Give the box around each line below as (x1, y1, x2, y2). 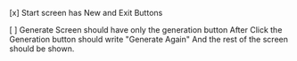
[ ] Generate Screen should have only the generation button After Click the (9, 25, 283, 34)
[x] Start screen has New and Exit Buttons (9, 8, 163, 18)
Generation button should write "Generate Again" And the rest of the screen (9, 34, 288, 44)
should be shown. (9, 43, 75, 54)
